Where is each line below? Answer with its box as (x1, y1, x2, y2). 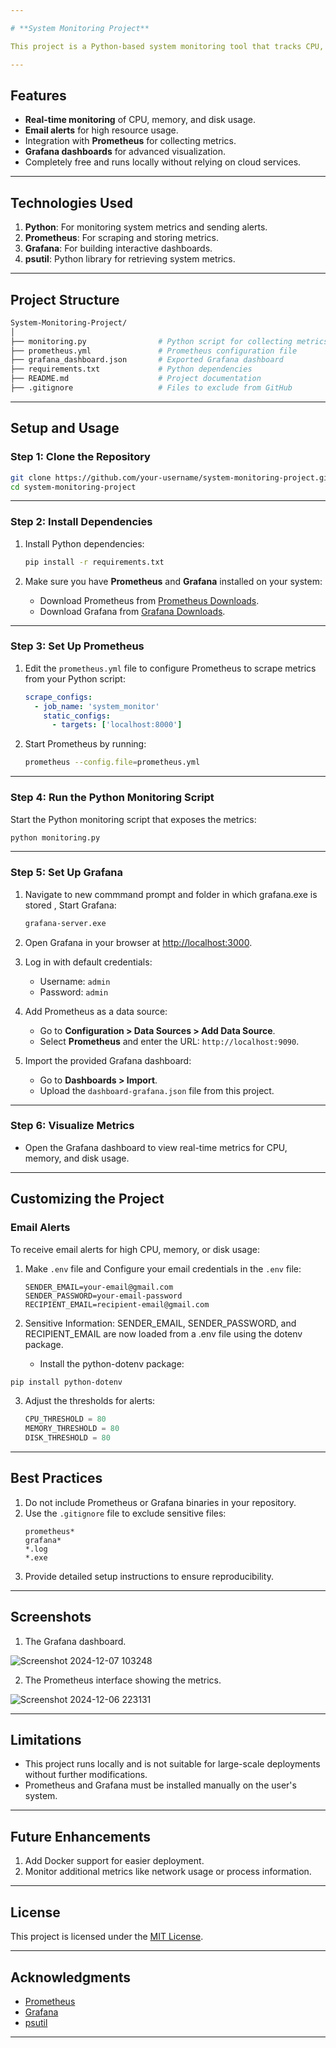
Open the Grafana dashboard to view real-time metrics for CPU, (24, 1141, 288, 1153)
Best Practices (10, 1470, 103, 1487)
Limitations (10, 1732, 82, 1749)
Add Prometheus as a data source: (24, 1005, 168, 1017)
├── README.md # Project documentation (10, 374, 262, 384)
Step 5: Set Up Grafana (10, 866, 124, 880)
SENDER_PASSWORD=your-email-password (24, 1291, 183, 1301)
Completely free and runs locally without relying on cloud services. (24, 156, 302, 168)
